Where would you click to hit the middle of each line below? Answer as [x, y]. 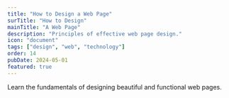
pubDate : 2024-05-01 [38, 60]
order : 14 [22, 54]
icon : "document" [33, 40]
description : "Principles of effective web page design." [95, 34]
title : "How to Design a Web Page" [60, 14]
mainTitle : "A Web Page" [44, 27]
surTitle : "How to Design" [47, 21]
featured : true [30, 67]
